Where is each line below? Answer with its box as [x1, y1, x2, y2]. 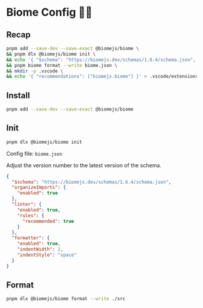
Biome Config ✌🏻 [6, 5, 92, 19]
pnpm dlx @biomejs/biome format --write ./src [6, 296, 126, 302]
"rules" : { [17, 213, 45, 219]
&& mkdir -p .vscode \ [6, 68, 63, 74]
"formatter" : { [11, 235, 50, 241]
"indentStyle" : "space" [17, 252, 77, 258]
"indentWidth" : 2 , [17, 246, 63, 252]
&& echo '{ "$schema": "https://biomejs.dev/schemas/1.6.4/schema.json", [6, 57, 196, 63]
